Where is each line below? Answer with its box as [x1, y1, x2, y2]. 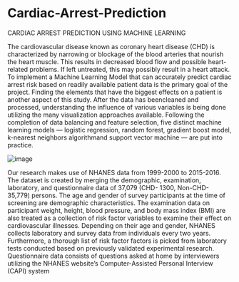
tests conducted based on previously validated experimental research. [7, 244, 215, 252]
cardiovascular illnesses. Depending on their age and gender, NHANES [7, 221, 215, 229]
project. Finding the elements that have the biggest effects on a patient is [7, 88, 223, 96]
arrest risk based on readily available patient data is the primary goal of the [7, 80, 228, 88]
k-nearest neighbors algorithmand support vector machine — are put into [7, 133, 223, 142]
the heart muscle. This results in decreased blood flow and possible [7, 57, 207, 66]
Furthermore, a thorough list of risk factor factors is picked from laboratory [7, 236, 227, 245]
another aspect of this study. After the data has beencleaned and [7, 95, 199, 104]
